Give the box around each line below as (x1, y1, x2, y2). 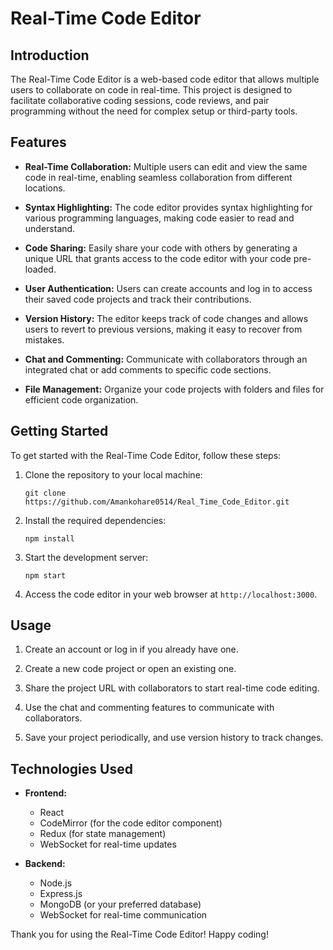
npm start (24, 570, 67, 581)
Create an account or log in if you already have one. (24, 643, 239, 656)
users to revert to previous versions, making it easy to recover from (24, 323, 303, 335)
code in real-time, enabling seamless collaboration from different (24, 171, 293, 183)
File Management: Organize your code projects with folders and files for (24, 383, 325, 395)
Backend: (24, 858, 66, 870)
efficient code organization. (24, 393, 139, 406)
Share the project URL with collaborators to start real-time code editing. (24, 682, 320, 694)
